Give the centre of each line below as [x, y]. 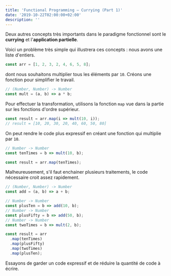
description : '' [23, 20]
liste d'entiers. [20, 55]
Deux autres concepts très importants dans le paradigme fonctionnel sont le [86, 34]
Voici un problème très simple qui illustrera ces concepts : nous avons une [84, 50]
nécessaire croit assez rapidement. [42, 177]
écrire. [12, 268]
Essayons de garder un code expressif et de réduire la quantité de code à [83, 263]
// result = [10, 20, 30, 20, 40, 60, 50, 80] [56, 123]
